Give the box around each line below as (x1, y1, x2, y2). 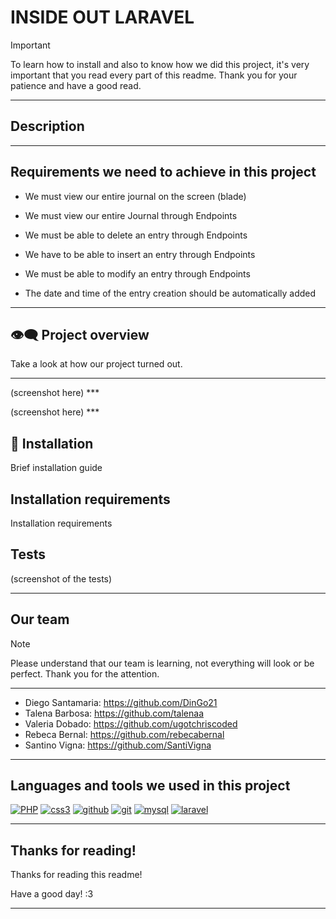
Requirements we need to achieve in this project (10, 164, 317, 181)
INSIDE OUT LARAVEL (10, 6, 195, 29)
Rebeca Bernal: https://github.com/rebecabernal (24, 728, 225, 740)
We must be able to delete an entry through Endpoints (24, 229, 248, 241)
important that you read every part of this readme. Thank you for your (10, 69, 298, 81)
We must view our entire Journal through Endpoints (24, 209, 238, 221)
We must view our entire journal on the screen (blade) (24, 190, 247, 202)
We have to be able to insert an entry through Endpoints (24, 248, 256, 260)
